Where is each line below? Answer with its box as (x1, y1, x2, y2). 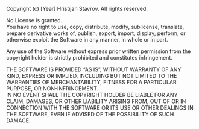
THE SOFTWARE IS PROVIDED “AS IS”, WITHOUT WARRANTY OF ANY (6, 66, 182, 73)
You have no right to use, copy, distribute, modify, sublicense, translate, (6, 24, 185, 30)
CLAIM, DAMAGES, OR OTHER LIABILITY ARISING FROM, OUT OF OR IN (6, 98, 186, 105)
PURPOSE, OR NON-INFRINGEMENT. (6, 85, 99, 92)
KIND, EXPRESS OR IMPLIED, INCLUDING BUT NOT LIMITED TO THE (6, 72, 177, 79)
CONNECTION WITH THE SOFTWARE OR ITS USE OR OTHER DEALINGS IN (6, 104, 194, 111)
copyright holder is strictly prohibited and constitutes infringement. (6, 54, 173, 61)
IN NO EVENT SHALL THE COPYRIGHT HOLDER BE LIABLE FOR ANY (6, 92, 178, 98)
